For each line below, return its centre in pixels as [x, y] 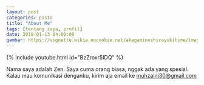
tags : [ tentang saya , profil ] [45, 29]
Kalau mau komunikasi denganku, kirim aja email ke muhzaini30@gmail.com [102, 76]
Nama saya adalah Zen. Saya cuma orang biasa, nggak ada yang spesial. [97, 69]
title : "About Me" [29, 23]
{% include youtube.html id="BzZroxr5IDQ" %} [65, 57]
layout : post [23, 12]
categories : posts [29, 18]
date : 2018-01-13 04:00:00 [40, 35]
